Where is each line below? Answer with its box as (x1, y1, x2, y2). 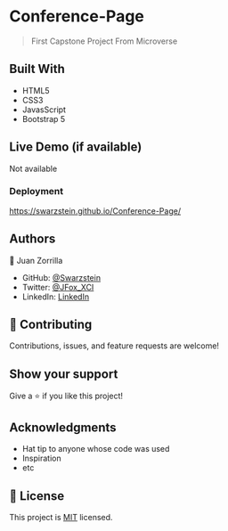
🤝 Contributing (9, 317, 93, 332)
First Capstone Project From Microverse (30, 36, 178, 46)
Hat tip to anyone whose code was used (21, 444, 170, 454)
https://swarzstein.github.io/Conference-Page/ (9, 205, 181, 216)
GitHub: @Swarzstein (21, 272, 101, 282)
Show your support (9, 366, 118, 381)
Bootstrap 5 (21, 113, 66, 124)
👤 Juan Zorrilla (9, 255, 63, 265)
